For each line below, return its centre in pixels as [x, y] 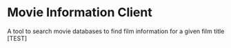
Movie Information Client [80, 13]
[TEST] [17, 38]
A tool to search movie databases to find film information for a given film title [116, 31]
